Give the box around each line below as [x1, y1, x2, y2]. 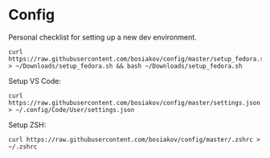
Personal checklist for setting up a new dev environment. [8, 32, 197, 42]
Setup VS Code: [8, 76, 62, 85]
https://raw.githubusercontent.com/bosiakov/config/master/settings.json [8, 98, 261, 106]
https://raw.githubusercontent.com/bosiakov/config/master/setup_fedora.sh [8, 55, 268, 63]
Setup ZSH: [8, 119, 47, 130]
